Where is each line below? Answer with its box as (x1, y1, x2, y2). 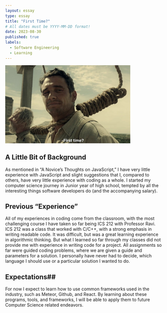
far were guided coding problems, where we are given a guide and (5, 247, 142, 253)
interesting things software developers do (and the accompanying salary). (5, 188, 157, 194)
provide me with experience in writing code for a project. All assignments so (5, 242, 162, 248)
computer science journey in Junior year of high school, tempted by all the (5, 182, 159, 188)
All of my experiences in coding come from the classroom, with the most (5, 216, 155, 222)
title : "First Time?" (5, 19, 50, 24)
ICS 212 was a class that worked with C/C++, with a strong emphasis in (5, 226, 152, 232)
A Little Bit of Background (5, 153, 86, 162)
